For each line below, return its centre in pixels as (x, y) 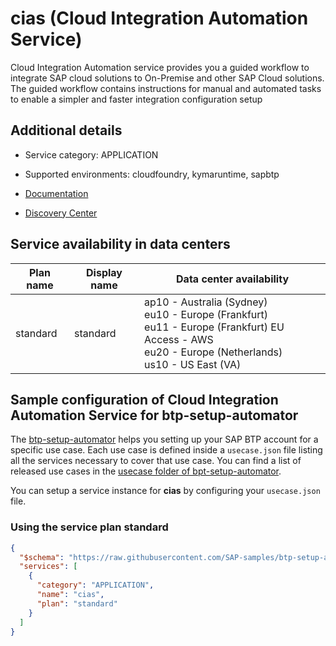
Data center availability (233, 279)
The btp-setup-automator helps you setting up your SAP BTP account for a (164, 439)
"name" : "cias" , (70, 595)
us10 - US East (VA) (193, 364)
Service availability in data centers (120, 244)
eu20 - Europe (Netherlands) (213, 352)
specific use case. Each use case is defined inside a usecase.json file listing (166, 450)
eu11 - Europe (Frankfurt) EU (214, 327)
